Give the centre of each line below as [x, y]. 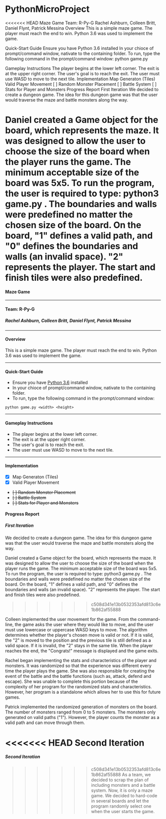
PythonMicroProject [47, 9]
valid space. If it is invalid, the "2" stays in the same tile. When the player [79, 646]
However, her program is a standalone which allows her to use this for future [83, 692]
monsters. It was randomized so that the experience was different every [78, 666]
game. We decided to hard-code [124, 795]
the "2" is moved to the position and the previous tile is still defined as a [78, 640]
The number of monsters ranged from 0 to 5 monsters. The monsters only [80, 712]
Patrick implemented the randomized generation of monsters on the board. [81, 707]
